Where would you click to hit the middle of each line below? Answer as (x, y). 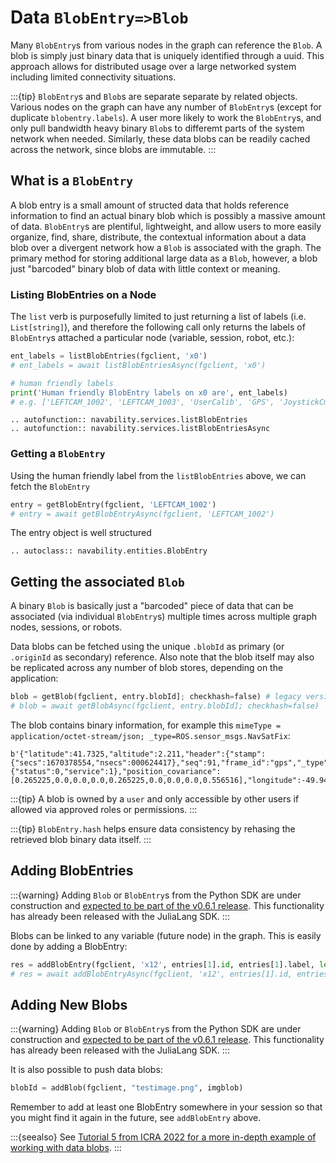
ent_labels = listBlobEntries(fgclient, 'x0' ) (109, 356)
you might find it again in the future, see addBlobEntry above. (136, 1118)
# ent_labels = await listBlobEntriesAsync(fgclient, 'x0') (138, 365)
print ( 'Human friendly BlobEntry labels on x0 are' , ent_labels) (149, 392)
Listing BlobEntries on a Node (83, 294)
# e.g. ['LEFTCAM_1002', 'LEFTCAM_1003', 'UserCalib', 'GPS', (142, 402)
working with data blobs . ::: (66, 1148)
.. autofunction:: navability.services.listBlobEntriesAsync (140, 429)
